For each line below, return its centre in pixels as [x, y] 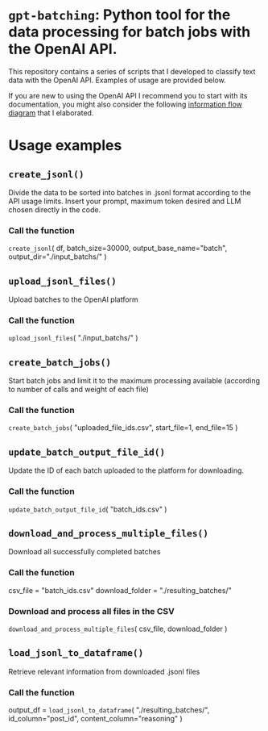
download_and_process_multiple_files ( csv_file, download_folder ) [118, 629]
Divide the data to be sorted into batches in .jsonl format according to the [130, 192]
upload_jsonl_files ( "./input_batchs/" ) [73, 338]
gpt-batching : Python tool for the [120, 15]
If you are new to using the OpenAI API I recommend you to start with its [128, 95]
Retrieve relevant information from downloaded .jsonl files [104, 671]
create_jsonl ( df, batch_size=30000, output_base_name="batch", [118, 249]
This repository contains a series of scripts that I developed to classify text [132, 71]
